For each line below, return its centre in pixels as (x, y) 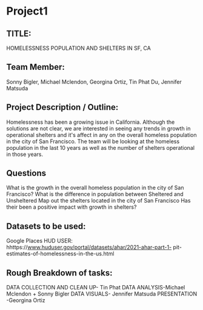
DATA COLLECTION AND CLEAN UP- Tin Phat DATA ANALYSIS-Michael (96, 288)
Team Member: (35, 67)
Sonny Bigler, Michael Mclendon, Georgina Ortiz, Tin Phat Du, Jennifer (94, 82)
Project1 (27, 11)
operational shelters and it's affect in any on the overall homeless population (101, 135)
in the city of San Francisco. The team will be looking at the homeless (93, 141)
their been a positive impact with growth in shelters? (72, 207)
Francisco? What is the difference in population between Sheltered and (95, 194)
